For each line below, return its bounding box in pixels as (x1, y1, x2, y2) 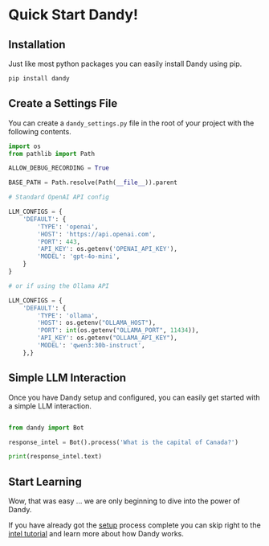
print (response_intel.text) (8, 453, 103, 461)
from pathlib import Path (8, 150, 95, 158)
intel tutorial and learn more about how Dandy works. (8, 529, 185, 539)
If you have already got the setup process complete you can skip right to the (8, 520, 261, 530)
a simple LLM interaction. (8, 400, 92, 411)
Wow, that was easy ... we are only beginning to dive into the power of (8, 496, 241, 506)
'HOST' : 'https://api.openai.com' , (37, 230, 157, 238)
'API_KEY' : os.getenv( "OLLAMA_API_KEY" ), (37, 334, 178, 343)
